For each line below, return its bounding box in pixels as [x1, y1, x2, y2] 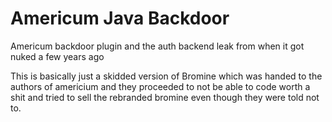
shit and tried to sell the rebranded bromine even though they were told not [10, 91, 320, 103]
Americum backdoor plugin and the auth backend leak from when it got [10, 40, 305, 52]
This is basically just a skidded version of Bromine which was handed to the [10, 70, 323, 82]
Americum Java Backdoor [10, 7, 230, 30]
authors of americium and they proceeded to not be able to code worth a [10, 80, 311, 92]
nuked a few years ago [10, 50, 105, 62]
